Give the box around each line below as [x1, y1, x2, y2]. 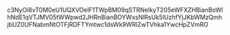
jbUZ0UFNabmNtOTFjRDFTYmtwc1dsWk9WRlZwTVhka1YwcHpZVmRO [7, 21, 209, 28]
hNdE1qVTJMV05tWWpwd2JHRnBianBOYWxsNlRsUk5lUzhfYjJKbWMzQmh [7, 13, 222, 21]
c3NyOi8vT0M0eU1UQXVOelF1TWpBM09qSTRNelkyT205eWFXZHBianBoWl [7, 6, 223, 14]
